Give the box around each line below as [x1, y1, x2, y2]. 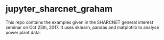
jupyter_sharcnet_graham [5, 3, 113, 14]
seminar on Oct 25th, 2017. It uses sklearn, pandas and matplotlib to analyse [5, 24, 160, 30]
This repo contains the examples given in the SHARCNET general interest [5, 19, 154, 25]
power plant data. [5, 29, 41, 35]
